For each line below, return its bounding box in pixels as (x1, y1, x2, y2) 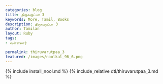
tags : (5, 36, 17, 41)
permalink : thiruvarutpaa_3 (5, 49, 65, 55)
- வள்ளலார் (5, 40, 27, 46)
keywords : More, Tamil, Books (5, 17, 70, 22)
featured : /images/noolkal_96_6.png (5, 54, 83, 59)
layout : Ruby (5, 31, 33, 36)
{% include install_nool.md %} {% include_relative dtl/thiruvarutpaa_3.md (5, 68, 158, 74)
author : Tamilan (5, 26, 40, 31)
